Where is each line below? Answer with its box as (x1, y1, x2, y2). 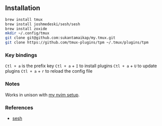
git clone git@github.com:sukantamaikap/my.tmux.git (5, 36, 116, 41)
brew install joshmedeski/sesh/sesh (5, 22, 80, 27)
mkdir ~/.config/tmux (5, 31, 50, 36)
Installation (5, 4, 40, 12)
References (5, 104, 33, 111)
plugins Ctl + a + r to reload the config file (5, 68, 93, 74)
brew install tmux (5, 17, 43, 22)
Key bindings (5, 51, 37, 58)
